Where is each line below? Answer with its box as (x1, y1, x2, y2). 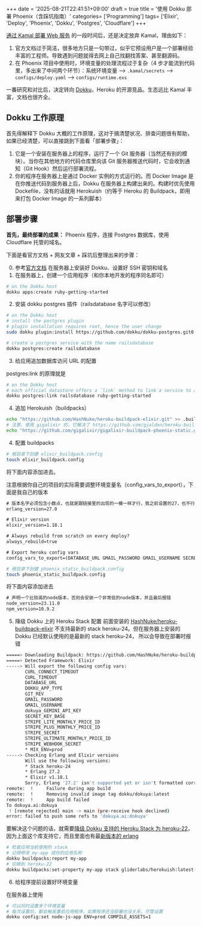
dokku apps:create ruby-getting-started (6, 289, 109, 295)
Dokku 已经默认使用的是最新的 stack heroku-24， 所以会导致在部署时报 (14, 633, 191, 639)
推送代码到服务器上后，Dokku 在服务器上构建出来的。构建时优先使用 (25, 180, 195, 187)
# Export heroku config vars (6, 549, 79, 555)
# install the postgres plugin (6, 318, 84, 324)
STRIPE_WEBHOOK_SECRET (25, 741, 82, 747)
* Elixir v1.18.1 (25, 775, 68, 781)
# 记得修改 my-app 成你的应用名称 (6, 850, 83, 856)
